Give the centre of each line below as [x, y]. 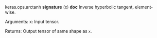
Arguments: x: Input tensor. [32, 22]
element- [144, 7]
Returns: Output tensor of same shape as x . [49, 31]
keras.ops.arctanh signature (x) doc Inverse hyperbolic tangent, [70, 7]
